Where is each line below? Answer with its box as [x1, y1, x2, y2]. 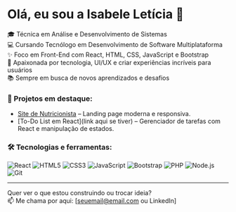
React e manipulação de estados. [17, 125, 114, 133]
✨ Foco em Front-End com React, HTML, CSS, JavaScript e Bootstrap [7, 50, 209, 59]
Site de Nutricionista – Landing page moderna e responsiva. [17, 110, 191, 118]
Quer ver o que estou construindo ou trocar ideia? [7, 188, 152, 197]
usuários [7, 66, 33, 74]
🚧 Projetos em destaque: [7, 94, 93, 104]
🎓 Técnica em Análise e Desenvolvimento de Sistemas [7, 29, 167, 38]
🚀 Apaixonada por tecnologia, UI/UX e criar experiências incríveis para [7, 58, 211, 66]
